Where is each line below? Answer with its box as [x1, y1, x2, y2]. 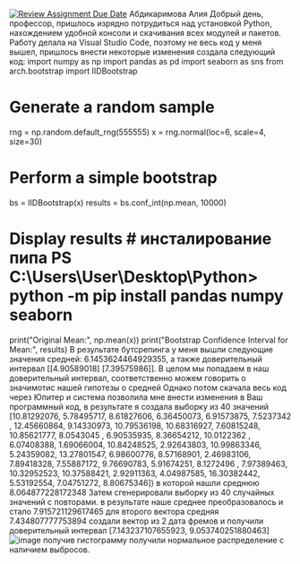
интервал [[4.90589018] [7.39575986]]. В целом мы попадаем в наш [9, 363, 270, 374]
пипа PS [9, 247, 73, 268]
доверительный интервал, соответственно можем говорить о [9, 372, 246, 383]
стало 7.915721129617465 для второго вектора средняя [9, 506, 219, 516]
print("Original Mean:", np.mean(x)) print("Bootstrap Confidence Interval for [9, 334, 288, 345]
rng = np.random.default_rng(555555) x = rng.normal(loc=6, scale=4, [9, 126, 267, 137]
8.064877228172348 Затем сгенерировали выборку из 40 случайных [9, 487, 275, 498]
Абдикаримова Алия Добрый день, [129, 9, 264, 19]
